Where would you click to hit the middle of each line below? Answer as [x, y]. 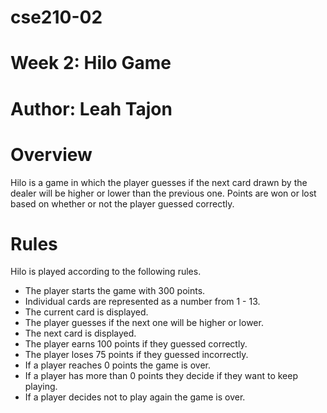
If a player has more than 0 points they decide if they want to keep [161, 376]
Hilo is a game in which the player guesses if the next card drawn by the [159, 182]
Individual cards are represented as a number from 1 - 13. [142, 302]
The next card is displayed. [80, 333]
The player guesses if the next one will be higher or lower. [144, 323]
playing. [41, 387]
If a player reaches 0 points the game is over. [117, 365]
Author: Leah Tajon [91, 108]
